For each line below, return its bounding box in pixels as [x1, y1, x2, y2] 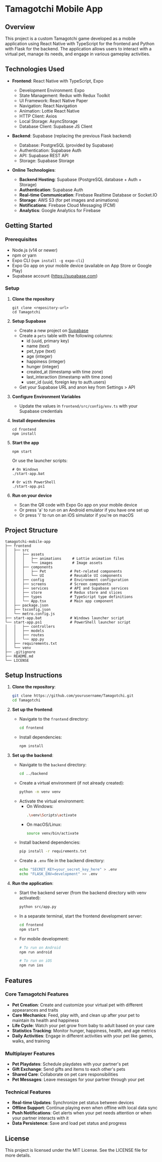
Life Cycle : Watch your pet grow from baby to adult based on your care [12, 1022, 155, 1028]
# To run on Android [19, 945, 61, 950]
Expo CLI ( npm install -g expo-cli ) [12, 257, 85, 263]
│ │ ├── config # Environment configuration [5, 577, 129, 582]
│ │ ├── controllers [5, 624, 55, 629]
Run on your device [12, 492, 52, 498]
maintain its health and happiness [12, 1017, 79, 1023]
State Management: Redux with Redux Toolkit [19, 92, 110, 98]
